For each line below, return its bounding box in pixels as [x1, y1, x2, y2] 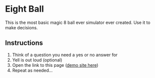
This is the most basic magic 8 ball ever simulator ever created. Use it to [5, 19, 151, 25]
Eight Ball [5, 3, 44, 15]
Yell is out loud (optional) [12, 57, 63, 63]
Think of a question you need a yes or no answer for [12, 52, 118, 58]
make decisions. [5, 24, 38, 30]
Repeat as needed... [12, 67, 53, 73]
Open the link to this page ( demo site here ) [12, 62, 99, 68]
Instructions [5, 39, 43, 47]
